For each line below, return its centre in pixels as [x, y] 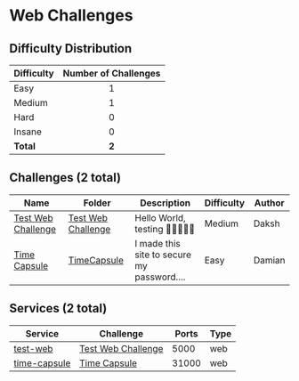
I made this [158, 243]
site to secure [163, 255]
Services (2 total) [58, 308]
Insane [28, 132]
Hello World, [161, 217]
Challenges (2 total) [65, 178]
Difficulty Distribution [71, 49]
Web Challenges [71, 16]
